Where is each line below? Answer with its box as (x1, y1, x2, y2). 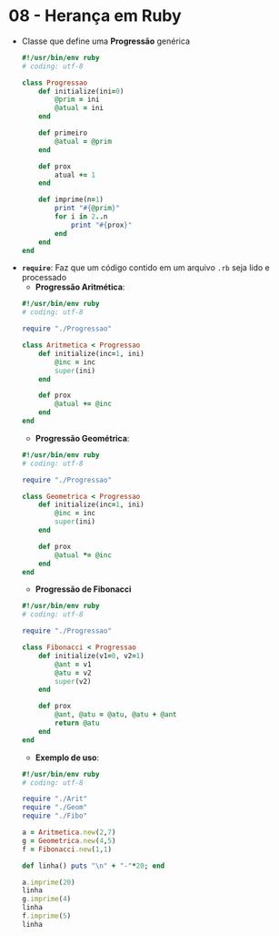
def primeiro (38, 128, 88, 137)
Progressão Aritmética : (35, 281, 125, 292)
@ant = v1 (55, 659, 92, 669)
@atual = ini (55, 104, 105, 113)
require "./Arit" (21, 794, 88, 804)
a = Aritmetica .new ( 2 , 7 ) (21, 828, 116, 838)
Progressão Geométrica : (35, 432, 130, 443)
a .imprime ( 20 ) (21, 878, 75, 887)
